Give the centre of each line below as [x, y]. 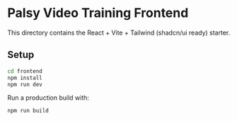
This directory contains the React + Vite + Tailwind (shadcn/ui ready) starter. [119, 33]
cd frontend [25, 71]
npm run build [28, 111]
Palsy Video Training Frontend [98, 13]
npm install [25, 78]
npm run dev [25, 84]
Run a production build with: [48, 98]
